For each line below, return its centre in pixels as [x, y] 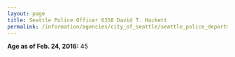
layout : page [26, 14]
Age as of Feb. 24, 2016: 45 [48, 47]
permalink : [23, 26]
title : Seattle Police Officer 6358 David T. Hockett [87, 20]
